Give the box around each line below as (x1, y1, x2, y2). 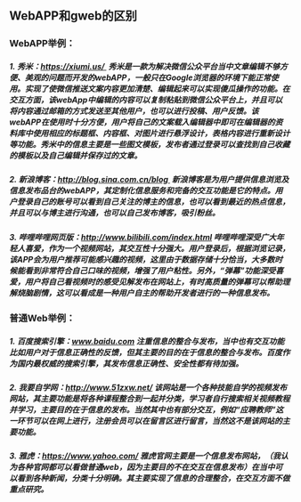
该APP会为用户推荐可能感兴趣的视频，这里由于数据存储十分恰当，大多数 (9, 254, 275, 264)
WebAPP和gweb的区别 (9, 8, 138, 24)
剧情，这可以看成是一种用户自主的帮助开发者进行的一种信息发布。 (32, 287, 274, 298)
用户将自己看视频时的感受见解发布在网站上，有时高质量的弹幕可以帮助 (24, 276, 282, 287)
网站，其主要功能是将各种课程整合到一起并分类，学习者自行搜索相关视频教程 (9, 393, 290, 403)
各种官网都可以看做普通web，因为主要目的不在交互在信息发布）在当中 (16, 462, 275, 473)
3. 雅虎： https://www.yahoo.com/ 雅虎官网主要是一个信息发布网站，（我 (9, 450, 281, 461)
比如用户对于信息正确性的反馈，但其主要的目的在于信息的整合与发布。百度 (9, 346, 282, 358)
